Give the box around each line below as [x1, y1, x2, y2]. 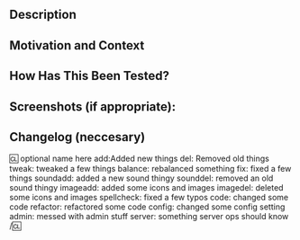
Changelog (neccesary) [9, 129, 146, 145]
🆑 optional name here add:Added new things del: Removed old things [9, 153, 270, 164]
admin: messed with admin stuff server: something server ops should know [9, 211, 289, 222]
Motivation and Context [9, 38, 145, 53]
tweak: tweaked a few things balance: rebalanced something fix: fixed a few [9, 164, 292, 174]
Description [9, 7, 77, 22]
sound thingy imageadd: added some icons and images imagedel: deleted [9, 182, 284, 193]
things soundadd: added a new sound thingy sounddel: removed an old [9, 173, 274, 183]
